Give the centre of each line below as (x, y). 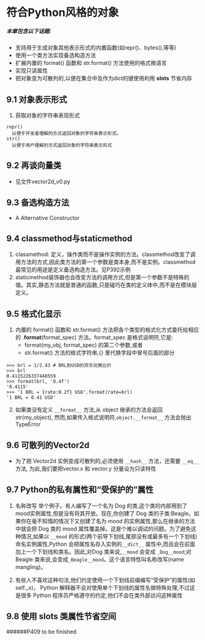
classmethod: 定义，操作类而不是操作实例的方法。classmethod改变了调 (105, 254)
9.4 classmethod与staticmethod (69, 239)
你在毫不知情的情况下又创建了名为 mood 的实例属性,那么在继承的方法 (108, 521)
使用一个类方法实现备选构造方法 (55, 55)
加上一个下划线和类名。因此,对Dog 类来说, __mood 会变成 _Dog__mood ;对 (103, 551)
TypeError (28, 424)
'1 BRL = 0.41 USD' (31, 398)
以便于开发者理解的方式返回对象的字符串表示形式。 (66, 133)
